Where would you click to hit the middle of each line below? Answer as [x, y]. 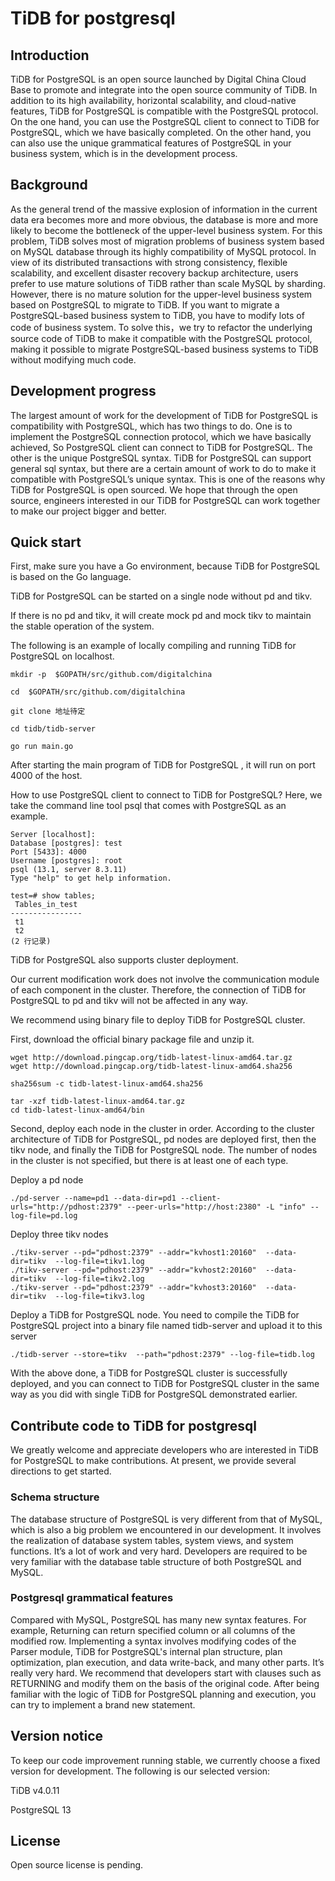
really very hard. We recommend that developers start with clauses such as [166, 1673]
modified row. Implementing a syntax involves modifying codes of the [153, 1641]
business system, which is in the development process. [124, 153]
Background [49, 185]
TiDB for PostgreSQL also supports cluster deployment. [124, 960]
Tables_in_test [46, 905]
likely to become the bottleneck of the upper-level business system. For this [166, 230]
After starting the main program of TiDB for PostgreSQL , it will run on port [163, 765]
